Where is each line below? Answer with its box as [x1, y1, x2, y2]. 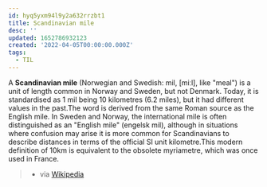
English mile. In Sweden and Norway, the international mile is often [8, 111, 227, 121]
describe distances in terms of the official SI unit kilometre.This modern [8, 137, 243, 146]
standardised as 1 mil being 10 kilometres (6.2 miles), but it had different [8, 95, 245, 104]
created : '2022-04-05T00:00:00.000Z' [8, 41, 134, 49]
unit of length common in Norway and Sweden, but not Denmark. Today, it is [8, 86, 259, 95]
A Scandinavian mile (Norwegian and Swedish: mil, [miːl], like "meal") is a [8, 77, 251, 88]
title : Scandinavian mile [8, 19, 94, 27]
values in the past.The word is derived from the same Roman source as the [8, 103, 254, 112]
